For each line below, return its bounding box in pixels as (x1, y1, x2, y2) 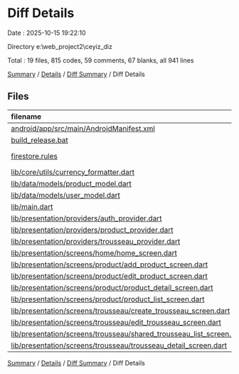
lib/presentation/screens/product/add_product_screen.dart (11, 260, 208, 269)
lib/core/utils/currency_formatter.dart (11, 167, 135, 177)
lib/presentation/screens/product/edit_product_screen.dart (11, 271, 208, 281)
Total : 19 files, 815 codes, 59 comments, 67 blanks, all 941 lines (7, 55, 194, 65)
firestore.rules (11, 151, 58, 161)
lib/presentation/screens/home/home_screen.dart (11, 247, 178, 257)
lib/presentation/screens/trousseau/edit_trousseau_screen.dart (11, 317, 222, 327)
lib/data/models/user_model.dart (11, 190, 121, 200)
